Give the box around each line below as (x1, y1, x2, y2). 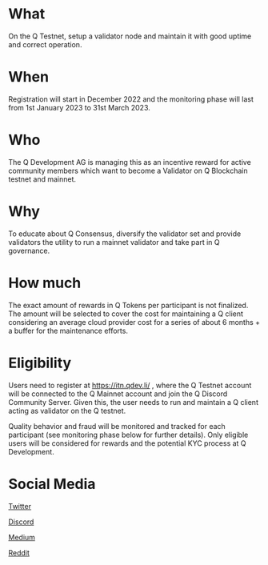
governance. (8, 246, 50, 255)
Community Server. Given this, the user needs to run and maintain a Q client (8, 397, 258, 407)
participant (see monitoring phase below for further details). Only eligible (8, 430, 249, 439)
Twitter (8, 501, 32, 511)
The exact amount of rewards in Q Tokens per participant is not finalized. (8, 300, 249, 310)
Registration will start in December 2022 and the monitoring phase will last (8, 94, 254, 104)
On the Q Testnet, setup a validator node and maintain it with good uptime (8, 31, 252, 41)
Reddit (8, 547, 30, 557)
